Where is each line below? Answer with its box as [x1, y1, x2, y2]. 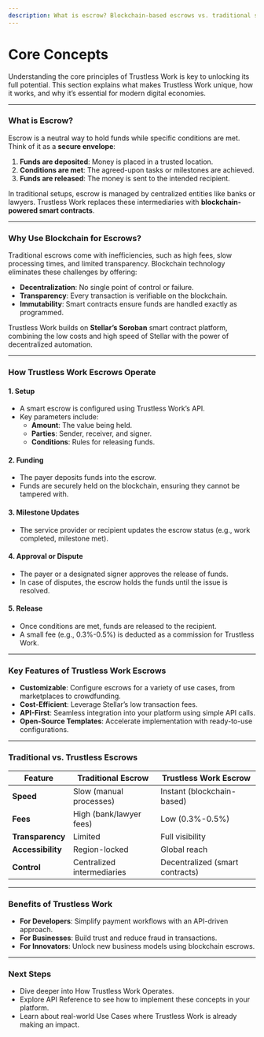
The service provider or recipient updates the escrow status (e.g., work [19, 525, 251, 534]
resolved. [19, 585, 50, 595]
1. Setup [8, 386, 35, 396]
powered [8, 206, 38, 215]
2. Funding [8, 455, 44, 465]
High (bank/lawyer [73, 808, 141, 820]
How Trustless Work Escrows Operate [8, 367, 156, 378]
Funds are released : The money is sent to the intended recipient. [19, 173, 230, 183]
